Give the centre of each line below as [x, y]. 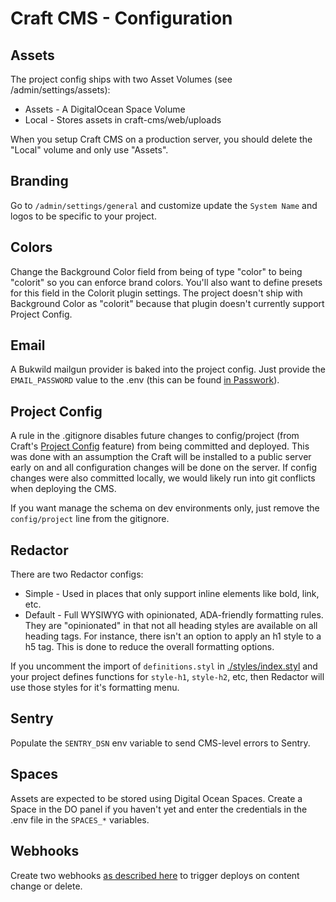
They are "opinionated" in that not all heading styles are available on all [171, 626]
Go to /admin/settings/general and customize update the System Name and [164, 205]
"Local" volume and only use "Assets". [89, 150]
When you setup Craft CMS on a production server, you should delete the [161, 139]
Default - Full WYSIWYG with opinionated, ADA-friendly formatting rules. [174, 615]
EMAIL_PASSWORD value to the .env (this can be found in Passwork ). [145, 380]
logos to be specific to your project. [83, 216]
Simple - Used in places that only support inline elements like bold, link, [172, 594]
